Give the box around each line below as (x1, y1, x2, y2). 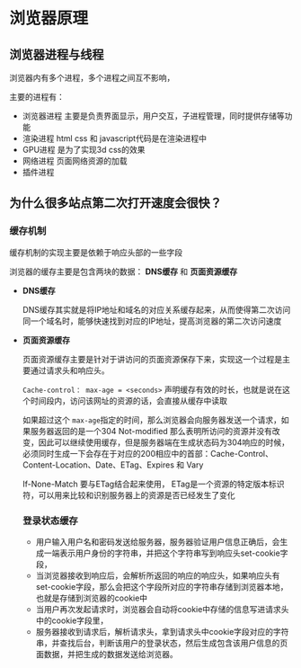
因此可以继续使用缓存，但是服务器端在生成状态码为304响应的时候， (38, 437, 290, 448)
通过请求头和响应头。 (30, 365, 110, 376)
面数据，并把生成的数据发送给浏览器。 (35, 648, 178, 659)
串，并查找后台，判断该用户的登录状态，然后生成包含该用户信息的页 (35, 637, 288, 648)
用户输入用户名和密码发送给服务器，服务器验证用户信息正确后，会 (35, 536, 280, 547)
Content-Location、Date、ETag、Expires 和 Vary (22, 459, 204, 470)
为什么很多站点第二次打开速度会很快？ (9, 195, 222, 211)
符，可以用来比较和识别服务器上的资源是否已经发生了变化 (22, 489, 235, 500)
